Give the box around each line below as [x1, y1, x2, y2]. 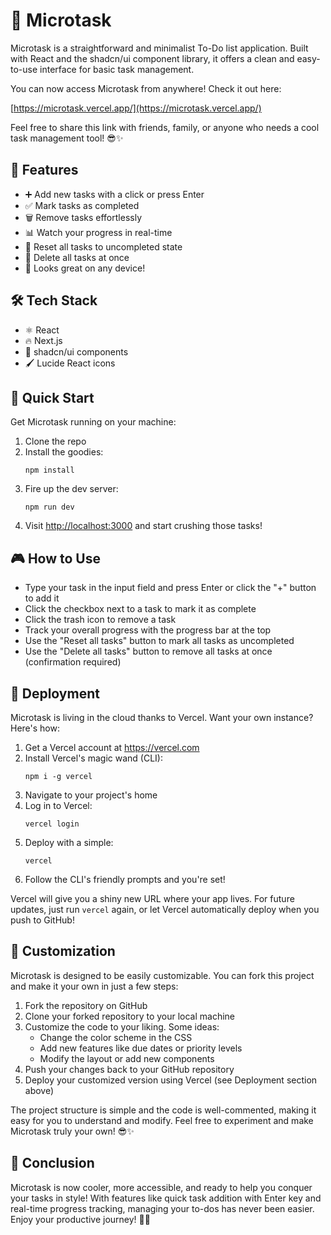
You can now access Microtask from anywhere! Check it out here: [10, 82, 282, 94]
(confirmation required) [24, 656, 122, 668]
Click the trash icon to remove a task [24, 614, 177, 626]
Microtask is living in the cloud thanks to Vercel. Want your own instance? [10, 712, 314, 723]
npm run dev [24, 502, 75, 513]
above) [24, 1084, 55, 1096]
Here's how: [10, 722, 60, 734]
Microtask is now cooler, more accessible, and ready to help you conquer [10, 1181, 313, 1193]
